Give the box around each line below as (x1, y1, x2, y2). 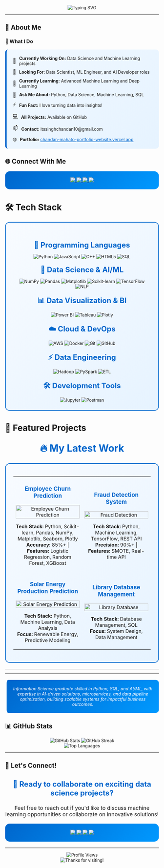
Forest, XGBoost (29, 559, 67, 566)
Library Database (92, 583, 141, 591)
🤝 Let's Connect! (5, 762, 57, 770)
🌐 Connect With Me (5, 157, 66, 165)
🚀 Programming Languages (34, 240, 130, 249)
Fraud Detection (94, 491, 139, 499)
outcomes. (72, 701, 94, 707)
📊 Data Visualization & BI (37, 295, 127, 305)
